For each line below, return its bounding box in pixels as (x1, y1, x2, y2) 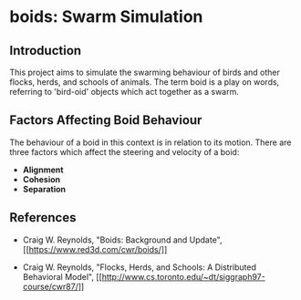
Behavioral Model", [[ (22, 271, 102, 282)
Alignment (22, 164, 64, 175)
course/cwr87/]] (22, 281, 85, 292)
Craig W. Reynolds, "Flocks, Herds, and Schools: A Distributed (22, 262, 257, 273)
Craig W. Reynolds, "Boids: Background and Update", (22, 234, 223, 245)
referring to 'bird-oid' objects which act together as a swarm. (9, 87, 239, 97)
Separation (22, 183, 67, 194)
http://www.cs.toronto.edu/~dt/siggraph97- (101, 271, 266, 282)
